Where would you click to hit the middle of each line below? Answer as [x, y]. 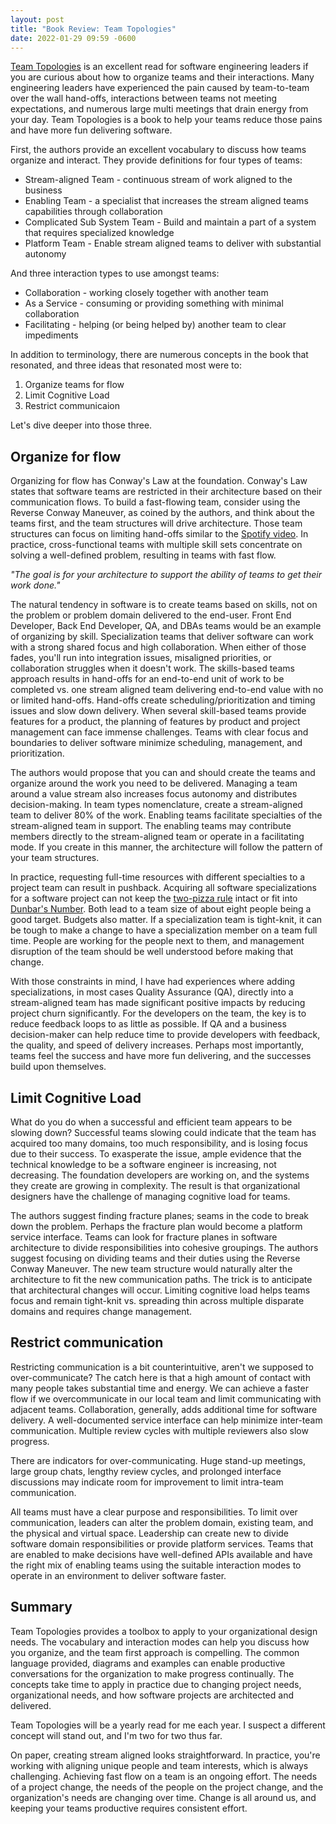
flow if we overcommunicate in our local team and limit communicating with [166, 1398]
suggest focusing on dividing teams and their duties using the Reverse [155, 1258]
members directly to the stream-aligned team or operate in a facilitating [157, 837]
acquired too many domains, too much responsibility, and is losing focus [159, 1143]
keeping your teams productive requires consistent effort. [129, 1808]
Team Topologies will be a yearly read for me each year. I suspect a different [168, 1725]
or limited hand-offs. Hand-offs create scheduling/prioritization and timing [163, 700]
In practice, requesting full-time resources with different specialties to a [158, 877]
